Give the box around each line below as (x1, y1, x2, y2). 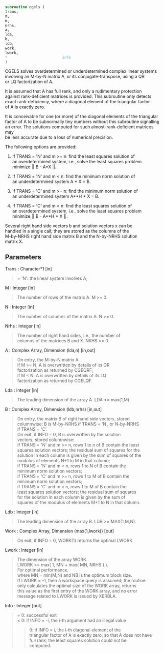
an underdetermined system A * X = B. (12, 178, 91, 184)
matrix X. (5, 238, 23, 244)
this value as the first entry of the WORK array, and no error (17, 588, 138, 594)
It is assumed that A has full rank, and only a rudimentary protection (5, 89, 142, 94)
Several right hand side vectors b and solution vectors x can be (5, 223, 133, 229)
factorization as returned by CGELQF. (17, 378, 93, 384)
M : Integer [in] (5, 285, 35, 291)
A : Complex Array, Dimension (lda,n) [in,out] (5, 347, 95, 354)
